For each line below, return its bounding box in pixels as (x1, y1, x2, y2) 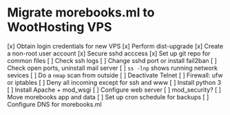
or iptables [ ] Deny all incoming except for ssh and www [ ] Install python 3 (7, 78, 222, 86)
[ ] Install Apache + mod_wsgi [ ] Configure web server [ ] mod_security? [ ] (7, 86, 222, 94)
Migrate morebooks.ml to (7, 5, 155, 21)
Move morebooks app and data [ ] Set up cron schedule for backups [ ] (7, 92, 209, 101)
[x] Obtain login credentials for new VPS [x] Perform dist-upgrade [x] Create (7, 42, 224, 50)
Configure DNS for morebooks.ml (7, 100, 102, 108)
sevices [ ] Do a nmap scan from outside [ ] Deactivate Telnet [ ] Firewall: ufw (7, 71, 223, 79)
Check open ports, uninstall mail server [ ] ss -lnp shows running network (7, 64, 218, 72)
